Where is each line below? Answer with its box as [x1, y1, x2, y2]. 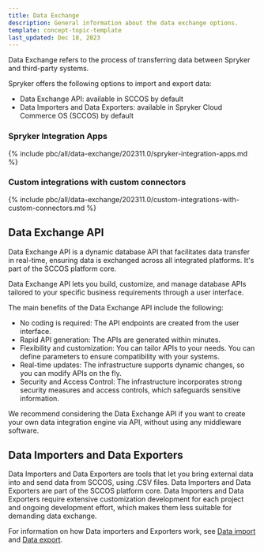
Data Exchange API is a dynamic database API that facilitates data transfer [8, 246, 251, 257]
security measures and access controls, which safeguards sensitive [19, 385, 241, 395]
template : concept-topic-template [8, 26, 123, 34]
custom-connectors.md [8, 203, 85, 212]
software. [8, 426, 40, 435]
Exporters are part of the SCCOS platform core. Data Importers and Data [8, 486, 244, 496]
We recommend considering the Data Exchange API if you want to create [8, 408, 246, 419]
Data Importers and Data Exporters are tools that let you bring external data [8, 469, 254, 479]
